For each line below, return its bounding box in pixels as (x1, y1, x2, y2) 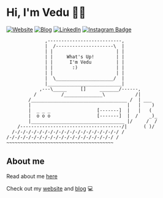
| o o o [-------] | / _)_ (28, 113, 157, 119)
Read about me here (6, 172, 58, 180)
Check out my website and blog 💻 (6, 185, 94, 192)
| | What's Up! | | (45, 53, 124, 60)
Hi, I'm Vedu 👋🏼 (6, 6, 86, 20)
